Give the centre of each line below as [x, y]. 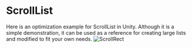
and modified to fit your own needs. [49, 39]
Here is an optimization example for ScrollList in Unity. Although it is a [90, 27]
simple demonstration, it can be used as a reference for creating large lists [96, 32]
